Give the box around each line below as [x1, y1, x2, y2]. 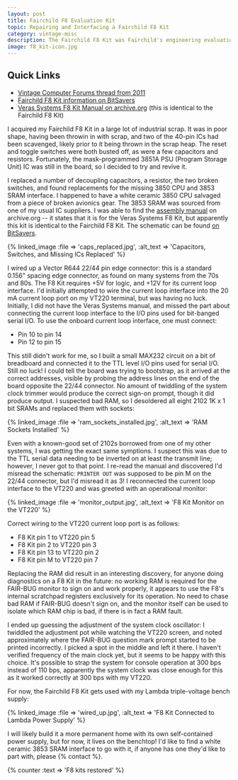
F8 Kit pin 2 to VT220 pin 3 [17, 540, 97, 549]
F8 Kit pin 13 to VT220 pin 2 [17, 548, 99, 556]
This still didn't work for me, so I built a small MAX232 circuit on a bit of [7, 351, 216, 360]
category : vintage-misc [7, 30, 78, 38]
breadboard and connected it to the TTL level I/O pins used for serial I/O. [7, 358, 220, 367]
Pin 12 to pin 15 [17, 337, 62, 346]
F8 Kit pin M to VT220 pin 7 [17, 555, 98, 564]
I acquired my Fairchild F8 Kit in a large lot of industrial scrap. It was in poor [7, 125, 228, 133]
